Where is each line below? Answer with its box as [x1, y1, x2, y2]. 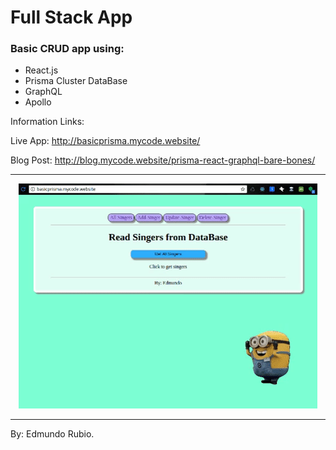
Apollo [24, 96, 52, 108]
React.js [24, 64, 59, 76]
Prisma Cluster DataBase [24, 75, 128, 87]
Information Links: [10, 116, 85, 128]
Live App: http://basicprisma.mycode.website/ [10, 135, 201, 147]
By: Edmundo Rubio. [10, 428, 95, 440]
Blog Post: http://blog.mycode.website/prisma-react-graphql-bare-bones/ [10, 154, 316, 166]
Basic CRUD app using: [10, 42, 125, 56]
